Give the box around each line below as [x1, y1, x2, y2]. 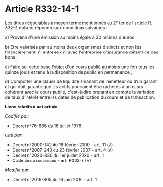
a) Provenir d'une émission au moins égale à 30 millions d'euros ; [5, 34, 137, 40]
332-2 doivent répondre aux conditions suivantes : [5, 25, 108, 30]
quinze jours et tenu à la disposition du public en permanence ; [5, 69, 133, 75]
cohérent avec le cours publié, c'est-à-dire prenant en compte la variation [5, 89, 155, 95]
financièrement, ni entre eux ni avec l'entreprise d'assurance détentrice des [5, 49, 159, 55]
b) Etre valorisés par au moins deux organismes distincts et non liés [5, 44, 142, 50]
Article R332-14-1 [5, 3, 79, 15]
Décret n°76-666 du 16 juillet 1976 [12, 123, 81, 129]
